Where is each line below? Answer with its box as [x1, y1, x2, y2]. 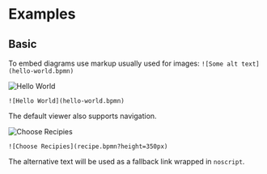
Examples [8, 5, 76, 23]
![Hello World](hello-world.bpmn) [8, 97, 125, 105]
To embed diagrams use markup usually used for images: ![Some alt [8, 58, 239, 68]
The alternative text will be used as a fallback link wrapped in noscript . [8, 157, 245, 166]
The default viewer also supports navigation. [8, 111, 157, 121]
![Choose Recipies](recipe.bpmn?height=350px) [8, 142, 168, 151]
